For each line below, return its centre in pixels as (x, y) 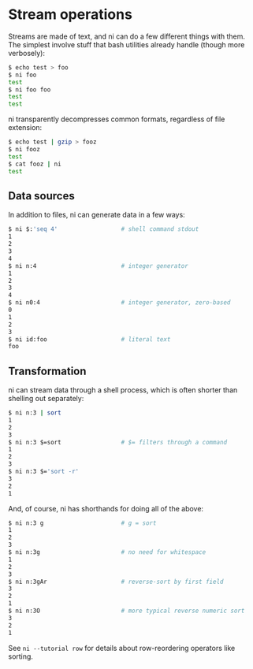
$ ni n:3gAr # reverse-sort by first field (116, 582)
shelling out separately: (46, 399)
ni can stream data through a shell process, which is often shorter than (123, 390)
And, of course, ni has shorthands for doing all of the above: (106, 508)
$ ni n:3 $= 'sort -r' (44, 472)
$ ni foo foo (30, 89)
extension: (25, 128)
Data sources (41, 196)
